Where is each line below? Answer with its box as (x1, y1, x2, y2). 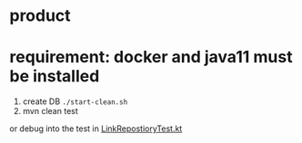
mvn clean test (22, 106, 79, 117)
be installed (9, 66, 100, 87)
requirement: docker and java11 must (9, 47, 293, 68)
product (9, 5, 71, 26)
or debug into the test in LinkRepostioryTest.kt (9, 123, 183, 134)
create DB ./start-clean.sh (22, 96, 128, 107)
